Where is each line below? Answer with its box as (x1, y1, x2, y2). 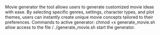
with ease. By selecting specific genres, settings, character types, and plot (5, 9, 154, 15)
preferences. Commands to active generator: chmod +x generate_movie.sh (5, 19, 155, 25)
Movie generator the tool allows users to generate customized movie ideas (5, 4, 154, 10)
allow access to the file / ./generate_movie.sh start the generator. (5, 24, 135, 30)
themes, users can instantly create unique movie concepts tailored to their (5, 14, 154, 20)
